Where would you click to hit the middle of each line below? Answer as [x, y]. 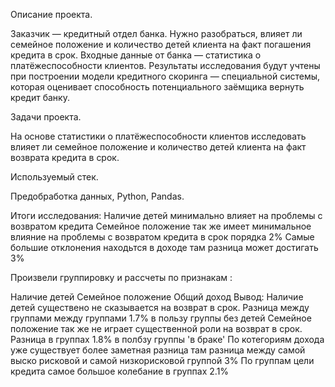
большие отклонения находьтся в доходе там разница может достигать [164, 247]
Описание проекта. [51, 14]
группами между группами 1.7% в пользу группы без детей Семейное [161, 318]
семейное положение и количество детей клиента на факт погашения [161, 44]
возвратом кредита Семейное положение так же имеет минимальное [161, 226]
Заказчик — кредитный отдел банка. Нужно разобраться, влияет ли [156, 33]
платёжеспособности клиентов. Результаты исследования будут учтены [165, 65]
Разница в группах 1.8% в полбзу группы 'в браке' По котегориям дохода [167, 339]
